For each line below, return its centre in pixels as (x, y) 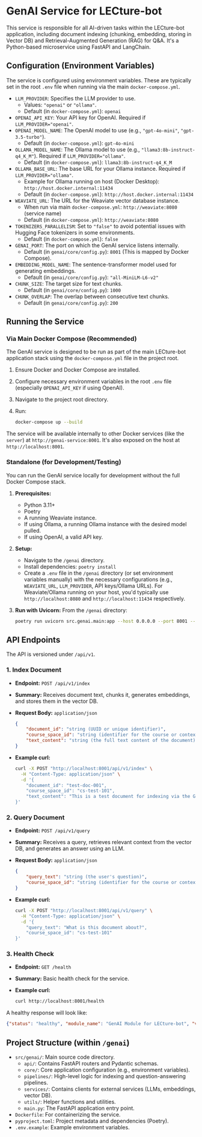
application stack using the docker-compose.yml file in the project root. (93, 358)
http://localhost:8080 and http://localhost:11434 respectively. (104, 598)
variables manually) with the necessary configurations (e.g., (98, 579)
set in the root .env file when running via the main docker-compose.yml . (93, 87)
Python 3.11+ (39, 505)
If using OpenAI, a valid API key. (63, 537)
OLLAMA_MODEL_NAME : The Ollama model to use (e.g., (77, 149)
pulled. (32, 530)
